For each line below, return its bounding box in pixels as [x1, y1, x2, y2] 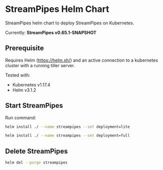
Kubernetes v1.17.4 [12, 82, 51, 87]
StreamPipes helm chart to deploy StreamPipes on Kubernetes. [5, 20, 134, 26]
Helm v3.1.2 [12, 87, 36, 93]
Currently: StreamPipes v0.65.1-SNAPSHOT [5, 29, 97, 35]
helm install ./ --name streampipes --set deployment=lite [5, 124, 130, 129]
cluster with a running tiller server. [5, 62, 75, 68]
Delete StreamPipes [5, 147, 68, 155]
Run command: [5, 114, 36, 120]
